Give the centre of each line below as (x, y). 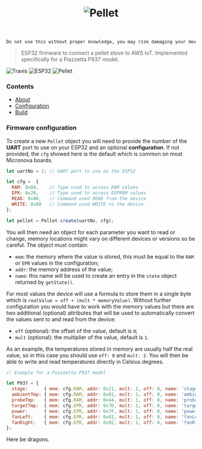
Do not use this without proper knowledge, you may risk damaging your (96, 41)
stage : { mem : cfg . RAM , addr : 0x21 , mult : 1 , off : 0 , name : (95, 389)
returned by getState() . (44, 282)
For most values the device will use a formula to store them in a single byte (99, 294)
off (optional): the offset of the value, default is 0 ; (76, 331)
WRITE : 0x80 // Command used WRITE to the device (78, 204)
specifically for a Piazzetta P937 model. (70, 59)
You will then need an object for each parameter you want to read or (91, 232)
